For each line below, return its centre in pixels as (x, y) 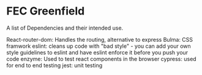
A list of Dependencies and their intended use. (65, 28)
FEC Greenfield (46, 11)
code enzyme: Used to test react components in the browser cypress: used (102, 59)
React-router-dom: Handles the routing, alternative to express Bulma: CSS (100, 39)
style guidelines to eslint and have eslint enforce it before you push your (97, 52)
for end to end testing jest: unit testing (54, 65)
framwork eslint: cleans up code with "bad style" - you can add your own (99, 46)
